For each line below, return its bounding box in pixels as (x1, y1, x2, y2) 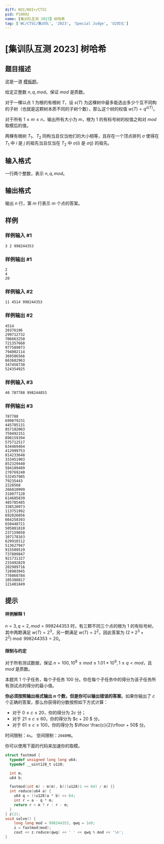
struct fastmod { (5, 753, 41, 758)
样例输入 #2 (5, 288, 33, 295)
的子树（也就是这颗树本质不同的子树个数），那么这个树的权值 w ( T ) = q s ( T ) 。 (5, 105, 158, 112)
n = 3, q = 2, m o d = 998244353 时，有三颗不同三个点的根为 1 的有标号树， (5, 623, 157, 629)
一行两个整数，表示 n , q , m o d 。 (5, 171, 68, 177)
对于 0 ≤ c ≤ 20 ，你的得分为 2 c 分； (12, 710, 86, 716)
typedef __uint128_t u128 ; (9, 762, 65, 767)
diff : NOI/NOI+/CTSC (5, 7, 47, 12)
